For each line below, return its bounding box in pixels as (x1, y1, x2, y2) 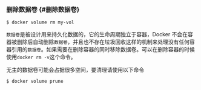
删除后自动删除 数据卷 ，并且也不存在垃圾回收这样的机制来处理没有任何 (16, 38, 189, 46)
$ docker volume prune (6, 79, 64, 85)
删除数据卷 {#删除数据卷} (6, 5, 80, 13)
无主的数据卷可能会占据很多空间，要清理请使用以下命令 (6, 66, 144, 74)
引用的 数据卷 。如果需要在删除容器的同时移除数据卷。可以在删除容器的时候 (11, 46, 195, 53)
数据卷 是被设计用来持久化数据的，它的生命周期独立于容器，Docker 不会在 (6, 31, 188, 38)
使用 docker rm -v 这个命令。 (6, 53, 76, 61)
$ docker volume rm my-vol (6, 19, 74, 25)
